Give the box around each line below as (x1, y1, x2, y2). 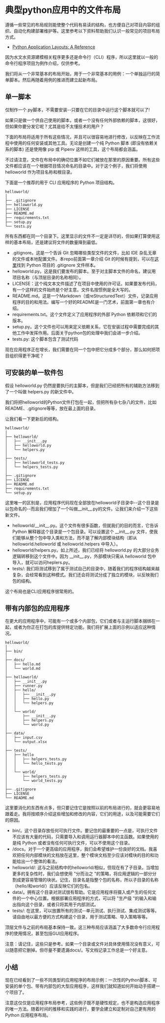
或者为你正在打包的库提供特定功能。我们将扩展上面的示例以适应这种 (13, 624, 151, 630)
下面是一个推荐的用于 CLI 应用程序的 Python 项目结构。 (5, 179, 117, 185)
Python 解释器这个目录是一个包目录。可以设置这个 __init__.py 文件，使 (12, 529, 154, 534)
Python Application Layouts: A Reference (12, 44, 96, 50)
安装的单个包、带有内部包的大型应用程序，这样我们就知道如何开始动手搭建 (5, 983, 156, 989)
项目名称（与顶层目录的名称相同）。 (12, 274, 83, 280)
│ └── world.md (5, 666, 41, 671)
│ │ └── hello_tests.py (5, 761, 63, 766)
